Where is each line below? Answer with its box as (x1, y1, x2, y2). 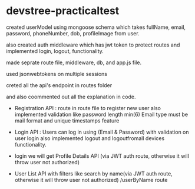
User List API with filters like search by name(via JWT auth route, (14, 170, 173, 177)
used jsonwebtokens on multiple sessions (6, 70, 108, 77)
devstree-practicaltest (6, 4, 120, 18)
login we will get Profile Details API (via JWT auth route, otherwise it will (14, 152, 190, 160)
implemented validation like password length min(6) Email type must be (14, 111, 189, 118)
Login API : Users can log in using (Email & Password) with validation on (14, 128, 190, 135)
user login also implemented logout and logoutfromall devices (14, 134, 165, 142)
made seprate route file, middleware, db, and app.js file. (6, 59, 142, 66)
